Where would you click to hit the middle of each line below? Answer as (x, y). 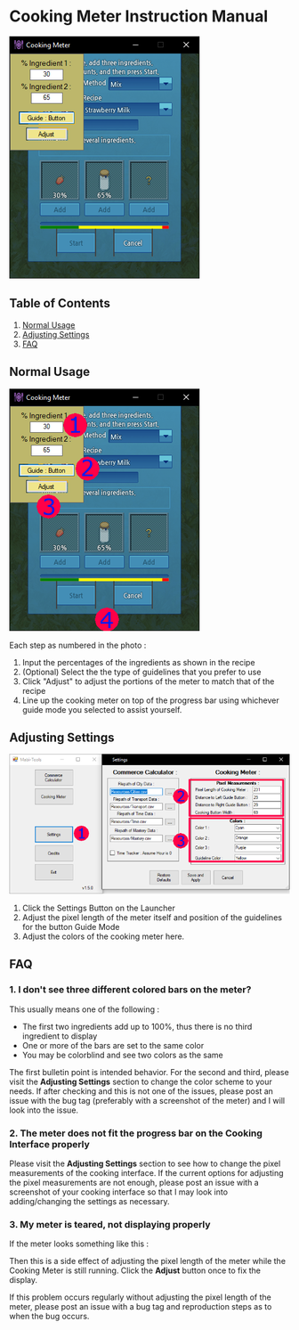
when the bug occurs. (49, 1317)
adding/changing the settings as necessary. (89, 1202)
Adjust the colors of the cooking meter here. (103, 936)
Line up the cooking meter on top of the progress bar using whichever (150, 700)
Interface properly (50, 1144)
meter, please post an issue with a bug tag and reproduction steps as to (141, 1307)
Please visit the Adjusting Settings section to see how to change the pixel (145, 1163)
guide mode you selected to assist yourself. (102, 709)
